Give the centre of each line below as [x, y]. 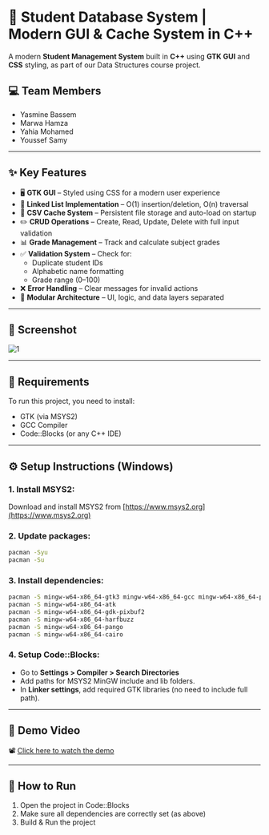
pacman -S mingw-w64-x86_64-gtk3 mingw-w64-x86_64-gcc [102, 597]
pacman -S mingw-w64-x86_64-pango [66, 627]
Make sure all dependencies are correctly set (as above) [113, 814]
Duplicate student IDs [67, 262]
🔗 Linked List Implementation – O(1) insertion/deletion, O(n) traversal [134, 204]
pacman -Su [26, 560]
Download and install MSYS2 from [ [67, 506]
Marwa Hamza [44, 123]
